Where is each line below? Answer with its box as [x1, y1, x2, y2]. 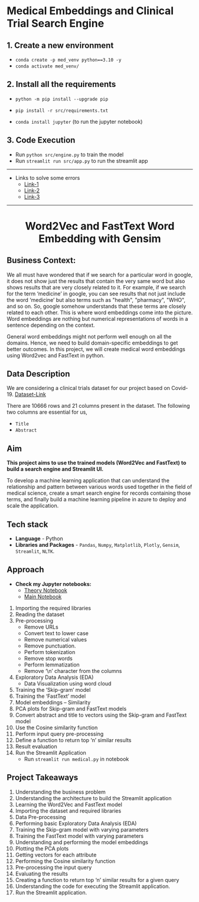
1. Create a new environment [6, 40, 114, 50]
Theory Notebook [24, 587, 67, 594]
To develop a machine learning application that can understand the [6, 477, 170, 484]
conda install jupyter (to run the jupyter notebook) [15, 118, 143, 125]
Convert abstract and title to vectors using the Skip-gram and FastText [15, 711, 187, 719]
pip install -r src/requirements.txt [15, 108, 109, 114]
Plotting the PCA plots [15, 845, 69, 852]
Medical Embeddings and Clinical [6, 4, 174, 18]
